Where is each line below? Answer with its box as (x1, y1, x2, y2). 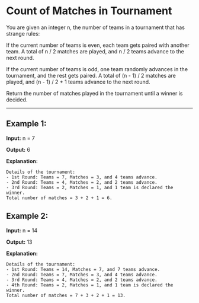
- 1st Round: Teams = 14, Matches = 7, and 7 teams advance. (6, 266, 161, 272)
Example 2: (6, 211, 49, 221)
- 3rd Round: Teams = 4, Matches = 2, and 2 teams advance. (6, 277, 158, 283)
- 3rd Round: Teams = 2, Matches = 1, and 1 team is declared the (6, 184, 174, 190)
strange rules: (6, 30, 40, 37)
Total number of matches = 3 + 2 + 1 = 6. (6, 194, 113, 201)
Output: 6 (6, 146, 31, 153)
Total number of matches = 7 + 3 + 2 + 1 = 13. (6, 292, 126, 298)
